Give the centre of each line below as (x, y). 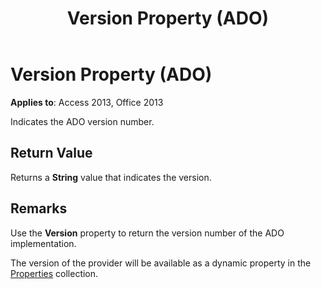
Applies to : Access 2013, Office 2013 (87, 102)
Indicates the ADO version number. (82, 121)
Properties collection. (54, 273)
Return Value (51, 153)
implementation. (43, 243)
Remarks (39, 208)
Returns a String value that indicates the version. (111, 177)
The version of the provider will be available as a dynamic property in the (161, 263)
